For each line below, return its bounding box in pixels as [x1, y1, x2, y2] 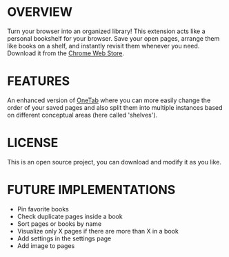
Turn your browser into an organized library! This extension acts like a [7, 27, 206, 35]
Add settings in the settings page [17, 234, 112, 242]
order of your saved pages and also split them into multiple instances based [7, 103, 223, 111]
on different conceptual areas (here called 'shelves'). [7, 111, 158, 119]
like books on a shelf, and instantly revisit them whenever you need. [7, 41, 200, 50]
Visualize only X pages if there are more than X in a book [17, 227, 179, 235]
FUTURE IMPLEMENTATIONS [7, 182, 176, 198]
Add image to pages [17, 241, 75, 249]
